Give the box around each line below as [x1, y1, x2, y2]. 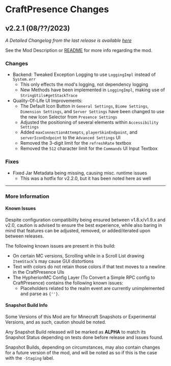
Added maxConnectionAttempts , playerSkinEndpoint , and [20, 129, 137, 136]
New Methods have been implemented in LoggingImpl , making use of [20, 87, 165, 93]
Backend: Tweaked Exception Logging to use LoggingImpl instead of [12, 71, 156, 77]
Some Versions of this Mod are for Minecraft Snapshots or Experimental [5, 313, 156, 320]
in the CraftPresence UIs [12, 269, 65, 275]
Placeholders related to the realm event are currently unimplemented [20, 285, 165, 291]
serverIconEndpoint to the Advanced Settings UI [20, 135, 121, 141]
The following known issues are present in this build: [5, 243, 116, 249]
